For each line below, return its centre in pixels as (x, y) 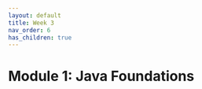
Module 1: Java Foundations (101, 76)
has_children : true (40, 37)
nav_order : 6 (29, 30)
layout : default (35, 15)
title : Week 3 (31, 23)
